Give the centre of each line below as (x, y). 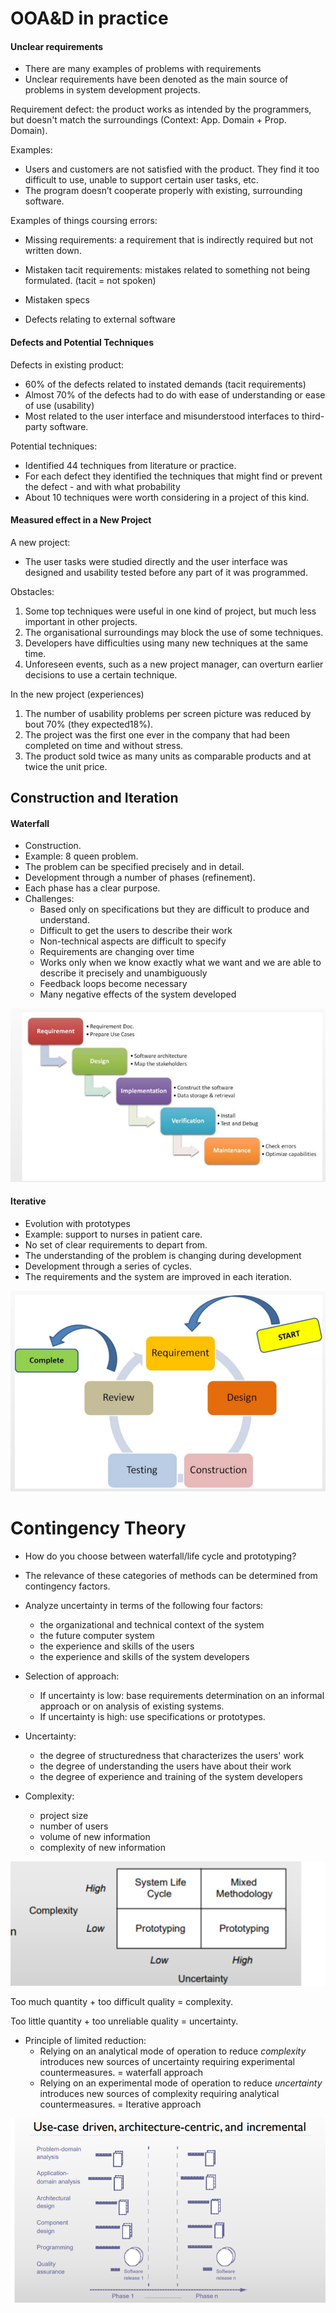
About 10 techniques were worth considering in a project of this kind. (167, 497)
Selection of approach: (72, 1676)
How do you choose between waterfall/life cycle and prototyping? (160, 1556)
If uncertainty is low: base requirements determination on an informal (182, 1695)
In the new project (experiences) (77, 694)
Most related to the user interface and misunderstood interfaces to (162, 416)
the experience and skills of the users (117, 1646)
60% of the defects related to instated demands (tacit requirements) (165, 384)
